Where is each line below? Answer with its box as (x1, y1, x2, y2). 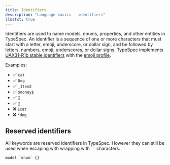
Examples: (5, 62, 27, 68)
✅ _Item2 (12, 83, 32, 89)
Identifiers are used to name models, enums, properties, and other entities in (5, 31, 165, 37)
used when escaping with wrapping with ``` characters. (5, 145, 121, 152)
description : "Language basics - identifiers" (5, 12, 106, 17)
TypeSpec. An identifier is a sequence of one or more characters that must (5, 36, 161, 42)
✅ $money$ (12, 89, 34, 95)
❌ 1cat (12, 106, 27, 112)
